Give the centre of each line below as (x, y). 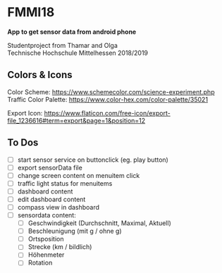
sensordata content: (47, 215)
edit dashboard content (51, 199)
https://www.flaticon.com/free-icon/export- (107, 113)
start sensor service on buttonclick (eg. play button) (93, 160)
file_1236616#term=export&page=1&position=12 (76, 120)
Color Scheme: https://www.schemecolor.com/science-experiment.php (111, 91)
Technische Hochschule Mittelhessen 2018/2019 (78, 53)
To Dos (23, 142)
